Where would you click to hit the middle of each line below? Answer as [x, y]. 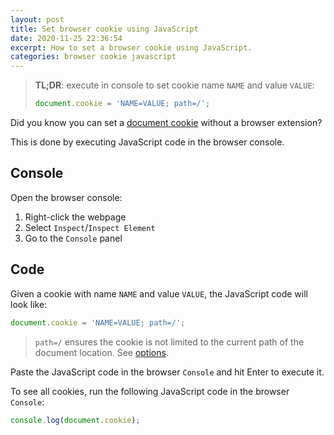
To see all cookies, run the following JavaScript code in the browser [150, 391]
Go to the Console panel [73, 238]
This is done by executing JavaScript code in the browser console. [147, 142]
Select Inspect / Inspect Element [90, 227]
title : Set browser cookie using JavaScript [104, 29]
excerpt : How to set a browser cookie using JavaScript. [131, 47]
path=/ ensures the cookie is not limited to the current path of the [169, 342]
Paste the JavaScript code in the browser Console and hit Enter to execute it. [167, 372]
